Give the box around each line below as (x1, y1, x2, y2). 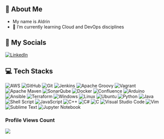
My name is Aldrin (12, 18, 50, 24)
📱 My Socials (5, 38, 47, 47)
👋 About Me (5, 5, 43, 14)
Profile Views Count (5, 117, 55, 124)
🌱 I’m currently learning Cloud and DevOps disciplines (12, 24, 124, 30)
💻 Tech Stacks (5, 67, 53, 76)
